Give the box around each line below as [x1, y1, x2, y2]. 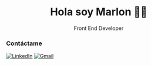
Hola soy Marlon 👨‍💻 [49, 5, 148, 19]
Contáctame [6, 39, 42, 47]
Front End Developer [73, 25, 124, 32]
